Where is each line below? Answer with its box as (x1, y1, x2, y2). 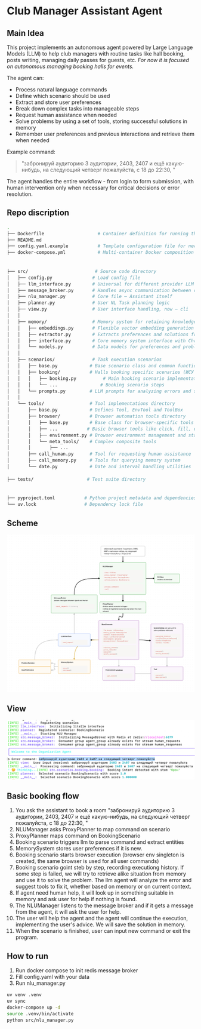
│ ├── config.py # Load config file (7, 275, 141, 281)
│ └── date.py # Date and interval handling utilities (7, 464, 191, 470)
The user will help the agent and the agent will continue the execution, (15, 915, 188, 922)
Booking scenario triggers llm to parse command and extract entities (15, 838, 184, 846)
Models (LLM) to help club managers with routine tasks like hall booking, (7, 50, 185, 57)
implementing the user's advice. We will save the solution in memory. (15, 921, 185, 928)
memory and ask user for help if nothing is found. (15, 896, 137, 903)
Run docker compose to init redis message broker (15, 967, 138, 974)
